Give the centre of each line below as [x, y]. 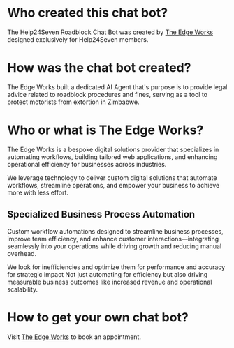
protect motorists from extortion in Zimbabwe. [73, 102]
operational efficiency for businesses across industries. [87, 164]
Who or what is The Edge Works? [105, 130]
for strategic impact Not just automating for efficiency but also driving [108, 274]
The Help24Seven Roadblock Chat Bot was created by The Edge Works [110, 32]
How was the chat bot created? [99, 68]
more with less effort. [38, 192]
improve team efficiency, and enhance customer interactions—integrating [113, 239]
